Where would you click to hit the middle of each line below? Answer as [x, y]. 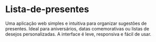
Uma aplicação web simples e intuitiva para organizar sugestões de [76, 23]
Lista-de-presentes [47, 9]
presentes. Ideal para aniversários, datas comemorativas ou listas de [77, 28]
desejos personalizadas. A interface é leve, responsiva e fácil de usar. [78, 34]
